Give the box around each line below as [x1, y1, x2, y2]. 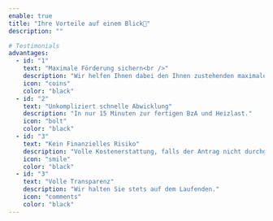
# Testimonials [8, 41, 60, 50]
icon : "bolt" [23, 117, 67, 126]
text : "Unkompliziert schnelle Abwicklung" [23, 102, 173, 110]
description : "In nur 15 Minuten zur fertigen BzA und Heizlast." [23, 110, 253, 118]
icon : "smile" [23, 155, 71, 163]
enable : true [8, 11, 53, 20]
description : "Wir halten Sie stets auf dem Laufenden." [23, 185, 220, 193]
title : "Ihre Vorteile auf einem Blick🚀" [8, 19, 151, 28]
